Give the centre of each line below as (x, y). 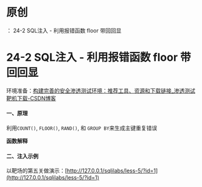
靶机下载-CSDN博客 (31, 98)
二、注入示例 (22, 156)
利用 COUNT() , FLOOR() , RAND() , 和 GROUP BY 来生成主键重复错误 (82, 128)
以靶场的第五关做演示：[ (37, 171)
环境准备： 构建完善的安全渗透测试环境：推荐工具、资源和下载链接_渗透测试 (101, 90)
